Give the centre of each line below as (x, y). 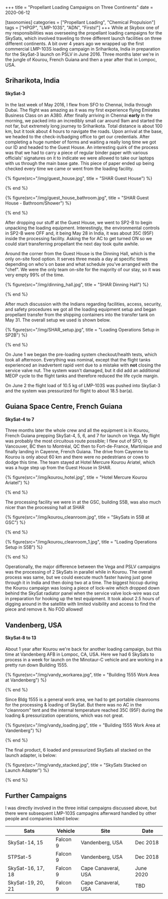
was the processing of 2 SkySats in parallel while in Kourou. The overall (79, 572)
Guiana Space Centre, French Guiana (64, 406)
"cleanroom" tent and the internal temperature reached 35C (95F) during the (84, 710)
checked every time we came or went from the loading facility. (69, 168)
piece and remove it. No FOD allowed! (44, 609)
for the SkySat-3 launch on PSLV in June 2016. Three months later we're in (82, 54)
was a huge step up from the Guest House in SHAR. (58, 468)
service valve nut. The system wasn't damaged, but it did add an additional (82, 370)
